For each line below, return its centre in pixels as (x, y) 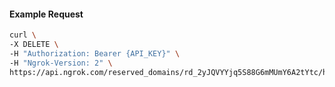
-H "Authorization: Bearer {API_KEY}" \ (95, 53)
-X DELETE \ (34, 45)
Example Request (46, 14)
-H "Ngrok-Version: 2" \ (61, 63)
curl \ (23, 35)
